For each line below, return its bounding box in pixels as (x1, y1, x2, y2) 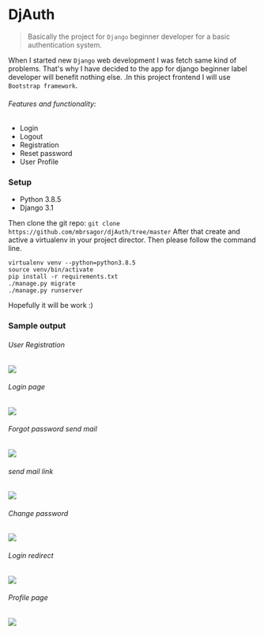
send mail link (8, 466, 54, 476)
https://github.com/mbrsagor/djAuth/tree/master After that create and (8, 227, 241, 237)
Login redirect (8, 550, 54, 560)
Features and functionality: (8, 99, 96, 108)
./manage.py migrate (8, 279, 77, 288)
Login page (8, 382, 46, 392)
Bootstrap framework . (8, 81, 78, 90)
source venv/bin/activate (8, 266, 93, 274)
